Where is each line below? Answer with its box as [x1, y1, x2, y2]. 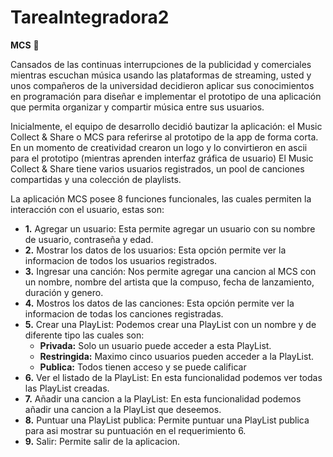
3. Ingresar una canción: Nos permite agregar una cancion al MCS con [24, 265, 317, 277]
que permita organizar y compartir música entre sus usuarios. [10, 101, 265, 113]
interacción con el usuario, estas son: [10, 203, 165, 215]
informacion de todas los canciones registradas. [24, 307, 224, 320]
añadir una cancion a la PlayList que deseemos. [24, 403, 222, 415]
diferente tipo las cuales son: [24, 329, 145, 341]
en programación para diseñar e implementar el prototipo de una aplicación [10, 90, 322, 102]
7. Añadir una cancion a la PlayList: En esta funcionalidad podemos [24, 392, 302, 405]
